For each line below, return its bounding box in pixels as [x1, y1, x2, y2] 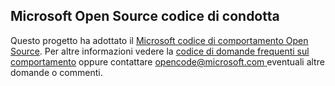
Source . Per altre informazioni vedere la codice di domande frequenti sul [10, 45, 310, 57]
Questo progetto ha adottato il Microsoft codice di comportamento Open [10, 34, 309, 46]
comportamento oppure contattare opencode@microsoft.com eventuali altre [10, 55, 325, 68]
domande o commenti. [10, 66, 103, 78]
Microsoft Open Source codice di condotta [10, 8, 280, 25]
